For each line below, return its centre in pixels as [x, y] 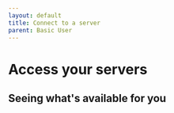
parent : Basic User [40, 30]
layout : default [35, 15]
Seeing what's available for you [87, 98]
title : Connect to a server [55, 23]
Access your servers [78, 69]
